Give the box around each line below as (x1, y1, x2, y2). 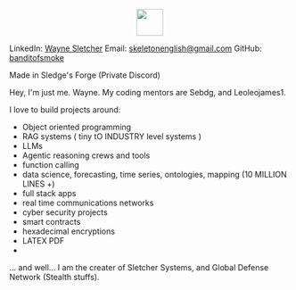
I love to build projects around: (9, 104, 121, 115)
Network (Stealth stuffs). (9, 272, 100, 282)
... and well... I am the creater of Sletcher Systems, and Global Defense (9, 262, 269, 272)
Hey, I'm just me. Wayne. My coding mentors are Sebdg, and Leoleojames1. (9, 87, 287, 97)
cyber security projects (21, 207, 109, 218)
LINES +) (21, 178, 55, 189)
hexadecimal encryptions (21, 226, 116, 236)
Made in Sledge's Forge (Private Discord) (9, 70, 160, 80)
